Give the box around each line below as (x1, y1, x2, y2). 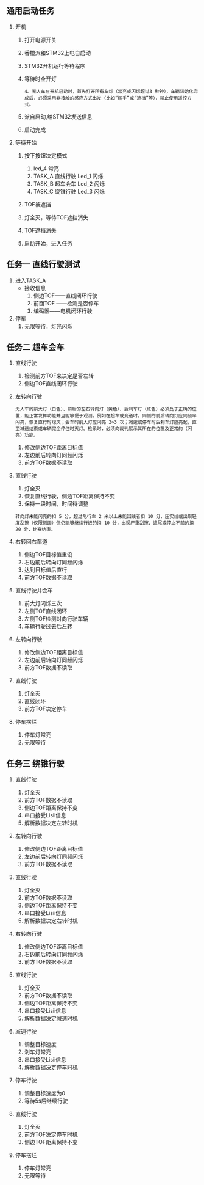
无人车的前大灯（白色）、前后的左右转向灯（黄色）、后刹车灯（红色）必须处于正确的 (15, 406, 192, 412)
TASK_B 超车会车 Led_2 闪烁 (33, 180, 105, 188)
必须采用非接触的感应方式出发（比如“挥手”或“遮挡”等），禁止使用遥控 (38, 95, 188, 101)
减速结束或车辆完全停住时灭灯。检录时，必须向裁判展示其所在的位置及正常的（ (19, 426, 188, 432)
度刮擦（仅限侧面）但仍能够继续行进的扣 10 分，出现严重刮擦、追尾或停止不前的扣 (15, 520, 194, 527)
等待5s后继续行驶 (24, 1097, 68, 1104)
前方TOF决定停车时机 (24, 1131, 78, 1138)
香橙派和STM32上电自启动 (24, 49, 91, 56)
